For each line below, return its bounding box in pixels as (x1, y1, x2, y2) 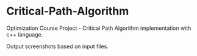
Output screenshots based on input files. (6, 43, 109, 50)
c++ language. (6, 30, 43, 38)
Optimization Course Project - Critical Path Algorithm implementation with (6, 24, 192, 32)
